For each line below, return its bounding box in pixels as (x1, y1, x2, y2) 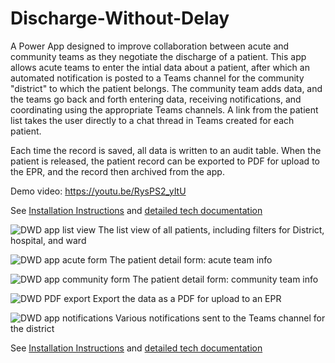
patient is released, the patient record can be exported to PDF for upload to (10, 155, 320, 167)
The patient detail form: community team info (132, 273, 319, 285)
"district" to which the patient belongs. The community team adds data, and (10, 82, 323, 94)
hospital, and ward (10, 234, 87, 246)
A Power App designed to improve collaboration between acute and (10, 40, 290, 52)
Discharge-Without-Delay (10, 7, 230, 30)
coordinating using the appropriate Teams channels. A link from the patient (10, 103, 319, 116)
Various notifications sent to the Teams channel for (115, 312, 326, 324)
